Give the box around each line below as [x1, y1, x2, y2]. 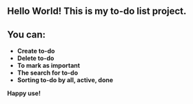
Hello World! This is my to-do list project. [7, 5, 187, 17]
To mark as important [17, 62, 81, 70]
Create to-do [17, 47, 55, 55]
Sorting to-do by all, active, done [17, 76, 114, 84]
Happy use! [7, 89, 41, 98]
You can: [7, 29, 46, 40]
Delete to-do [17, 54, 54, 62]
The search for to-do [17, 68, 78, 77]
